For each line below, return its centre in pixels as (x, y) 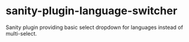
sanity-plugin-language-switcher (91, 11)
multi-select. (21, 33)
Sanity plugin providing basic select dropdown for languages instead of (94, 27)
